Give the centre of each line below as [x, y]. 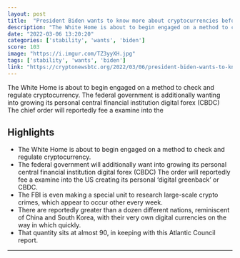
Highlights [31, 133]
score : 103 [24, 47]
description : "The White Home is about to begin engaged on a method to [118, 27]
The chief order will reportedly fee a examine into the [86, 110]
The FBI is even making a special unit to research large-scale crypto [118, 195]
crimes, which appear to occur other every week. [90, 202]
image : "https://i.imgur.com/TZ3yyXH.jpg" [71, 54]
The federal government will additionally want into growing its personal [122, 165]
